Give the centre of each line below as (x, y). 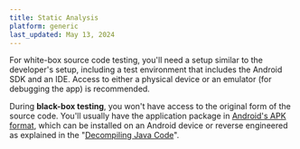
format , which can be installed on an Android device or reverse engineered (149, 126)
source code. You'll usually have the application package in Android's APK (148, 116)
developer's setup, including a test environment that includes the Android (146, 70)
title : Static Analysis (54, 18)
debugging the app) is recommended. (80, 89)
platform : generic (44, 26)
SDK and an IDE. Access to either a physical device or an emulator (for (141, 79)
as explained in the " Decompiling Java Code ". (94, 135)
